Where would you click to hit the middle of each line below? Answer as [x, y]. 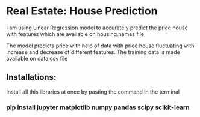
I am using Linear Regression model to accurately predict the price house [97, 28]
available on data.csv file [37, 58]
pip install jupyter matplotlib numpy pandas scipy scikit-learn [98, 107]
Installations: [31, 77]
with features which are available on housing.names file [75, 34]
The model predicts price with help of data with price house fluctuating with [100, 46]
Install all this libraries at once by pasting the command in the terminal [93, 92]
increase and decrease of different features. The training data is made [93, 52]
